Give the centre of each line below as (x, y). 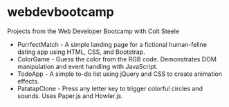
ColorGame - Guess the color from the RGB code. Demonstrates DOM (117, 59)
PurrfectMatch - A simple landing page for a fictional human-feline (112, 44)
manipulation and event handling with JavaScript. (87, 66)
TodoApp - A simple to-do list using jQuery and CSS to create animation (120, 74)
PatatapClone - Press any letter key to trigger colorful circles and (110, 88)
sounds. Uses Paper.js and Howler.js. (70, 96)
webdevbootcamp (61, 12)
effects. (28, 81)
